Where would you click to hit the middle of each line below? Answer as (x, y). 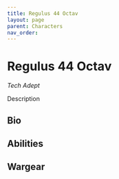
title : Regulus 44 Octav (43, 13)
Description (23, 99)
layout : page (26, 20)
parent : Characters (35, 26)
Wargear (26, 167)
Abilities (25, 144)
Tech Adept (23, 86)
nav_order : (23, 33)
